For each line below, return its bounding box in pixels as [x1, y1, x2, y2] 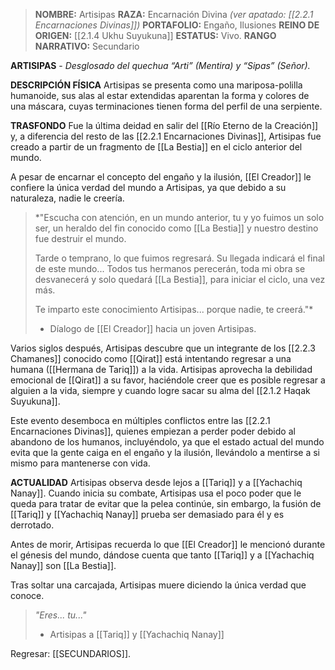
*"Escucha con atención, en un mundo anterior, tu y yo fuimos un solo [34, 212, 325, 223]
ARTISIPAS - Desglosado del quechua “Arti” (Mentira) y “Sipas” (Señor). [10, 60, 311, 71]
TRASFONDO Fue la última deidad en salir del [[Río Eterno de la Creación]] [10, 120, 319, 131]
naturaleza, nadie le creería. [10, 192, 125, 204]
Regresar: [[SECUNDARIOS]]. [10, 648, 132, 659]
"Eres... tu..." [34, 609, 87, 621]
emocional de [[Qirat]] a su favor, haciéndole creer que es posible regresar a [10, 374, 326, 386]
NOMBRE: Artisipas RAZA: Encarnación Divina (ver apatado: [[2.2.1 [34, 9, 314, 20]
